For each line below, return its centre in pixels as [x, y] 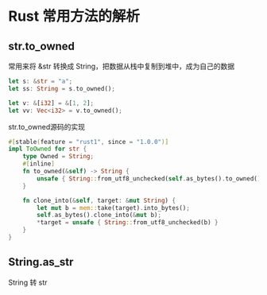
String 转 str [28, 282]
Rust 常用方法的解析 [74, 16]
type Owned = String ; [58, 157]
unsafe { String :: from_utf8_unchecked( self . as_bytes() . [131, 179]
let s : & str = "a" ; [41, 81]
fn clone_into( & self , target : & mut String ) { [99, 200]
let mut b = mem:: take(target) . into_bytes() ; [114, 208]
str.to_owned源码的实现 [47, 126]
